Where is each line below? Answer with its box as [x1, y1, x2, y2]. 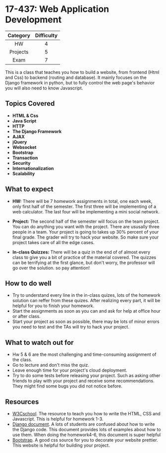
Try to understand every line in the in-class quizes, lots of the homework [12, 292, 161, 298]
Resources [5, 397, 39, 406]
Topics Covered [5, 99, 55, 108]
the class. [12, 357, 32, 363]
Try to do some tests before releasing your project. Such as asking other [12, 373, 161, 379]
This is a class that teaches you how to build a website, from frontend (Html [5, 69, 160, 75]
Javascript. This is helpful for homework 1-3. [12, 416, 104, 422]
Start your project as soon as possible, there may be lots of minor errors [12, 319, 160, 324]
